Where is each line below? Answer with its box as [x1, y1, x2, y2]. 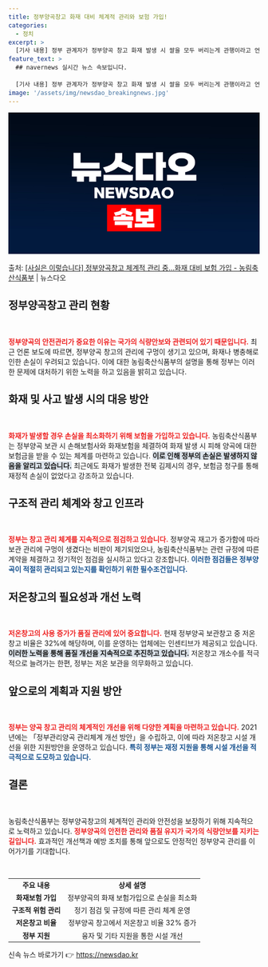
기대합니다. [35, 846, 70, 856]
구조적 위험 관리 [11, 905, 61, 915]
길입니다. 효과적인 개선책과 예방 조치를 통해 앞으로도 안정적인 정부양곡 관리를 [8, 836, 247, 845]
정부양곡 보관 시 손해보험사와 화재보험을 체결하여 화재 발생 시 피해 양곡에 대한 [16, 441, 258, 450]
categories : [8, 21, 48, 30]
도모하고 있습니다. [35, 753, 92, 762]
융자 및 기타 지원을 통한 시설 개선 [81, 930, 183, 940]
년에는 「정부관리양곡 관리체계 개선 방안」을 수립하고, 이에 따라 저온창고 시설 [8, 733, 248, 742]
